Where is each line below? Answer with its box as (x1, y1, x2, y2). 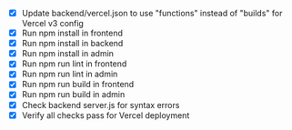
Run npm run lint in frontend (21, 58, 127, 69)
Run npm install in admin (21, 48, 115, 59)
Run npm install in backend (21, 38, 124, 49)
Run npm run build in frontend (21, 79, 135, 90)
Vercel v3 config (21, 18, 84, 29)
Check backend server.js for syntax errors (21, 99, 180, 110)
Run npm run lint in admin (21, 68, 118, 80)
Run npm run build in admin (21, 89, 126, 100)
